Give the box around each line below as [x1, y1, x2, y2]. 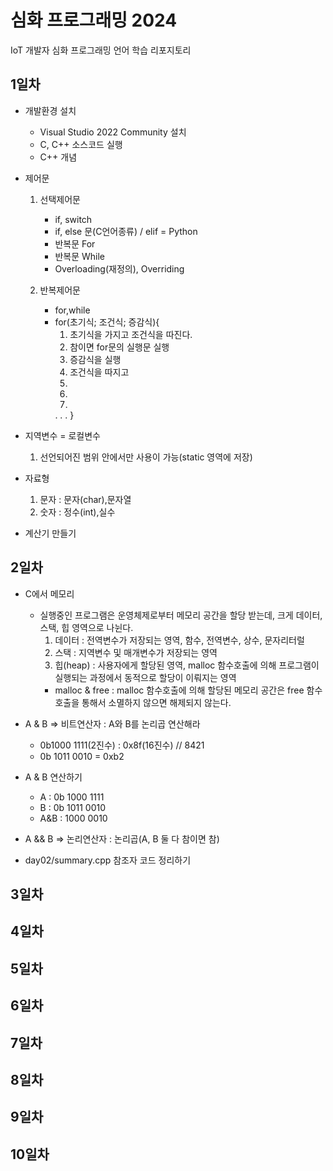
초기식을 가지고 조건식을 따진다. [69, 328, 193, 340]
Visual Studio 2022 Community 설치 [39, 126, 187, 138]
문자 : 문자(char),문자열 [39, 493, 132, 505]
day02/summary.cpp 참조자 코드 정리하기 [24, 854, 192, 866]
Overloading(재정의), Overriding [54, 262, 185, 275]
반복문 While [54, 250, 105, 262]
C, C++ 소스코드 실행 [39, 138, 123, 150]
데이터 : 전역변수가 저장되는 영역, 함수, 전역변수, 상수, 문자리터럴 [54, 634, 305, 646]
